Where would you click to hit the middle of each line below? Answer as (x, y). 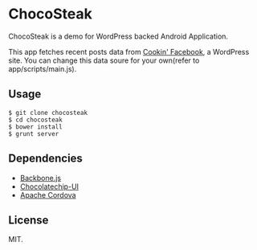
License (29, 220)
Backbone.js (41, 178)
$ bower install (35, 127)
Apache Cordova (48, 195)
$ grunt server (34, 133)
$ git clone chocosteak (48, 113)
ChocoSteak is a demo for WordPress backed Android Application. (118, 36)
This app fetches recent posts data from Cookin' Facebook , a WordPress (129, 51)
